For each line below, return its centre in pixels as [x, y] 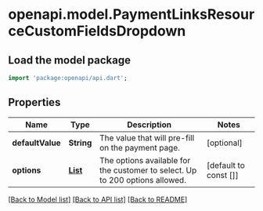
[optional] [224, 143]
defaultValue [36, 143]
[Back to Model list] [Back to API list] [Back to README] [98, 199]
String [80, 143]
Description [149, 125]
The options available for [145, 160]
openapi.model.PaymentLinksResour [131, 15]
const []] [222, 175]
